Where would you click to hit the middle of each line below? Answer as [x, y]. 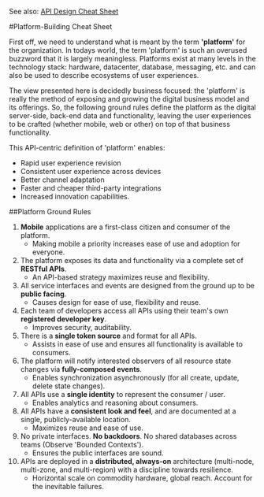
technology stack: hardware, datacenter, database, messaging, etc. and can [132, 67]
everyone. [48, 252]
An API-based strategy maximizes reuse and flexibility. [121, 277]
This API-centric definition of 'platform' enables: [87, 148]
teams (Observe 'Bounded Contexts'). [82, 445]
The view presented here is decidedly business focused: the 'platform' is [127, 91]
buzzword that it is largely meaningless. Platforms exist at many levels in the [133, 59]
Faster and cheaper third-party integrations [91, 188]
